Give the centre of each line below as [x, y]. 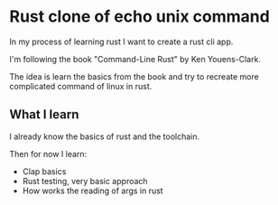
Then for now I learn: [48, 154]
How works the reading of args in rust [93, 191]
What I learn [44, 115]
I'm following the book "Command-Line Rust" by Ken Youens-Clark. [135, 59]
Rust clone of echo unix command [140, 17]
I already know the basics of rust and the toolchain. [105, 136]
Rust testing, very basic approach [85, 181]
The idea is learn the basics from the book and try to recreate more [134, 76]
